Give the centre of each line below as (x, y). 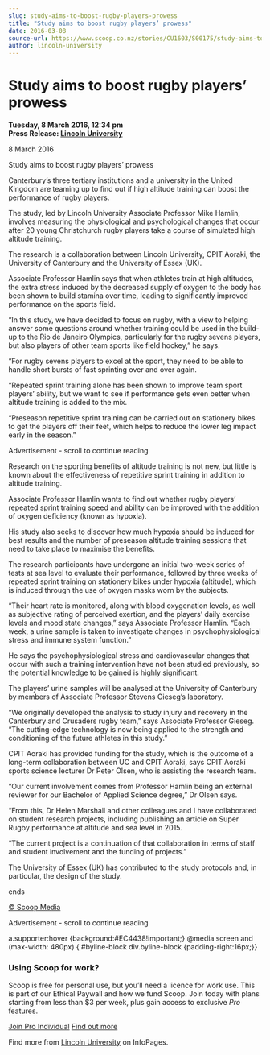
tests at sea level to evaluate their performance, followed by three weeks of (133, 573)
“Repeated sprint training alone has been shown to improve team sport (125, 385)
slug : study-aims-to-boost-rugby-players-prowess (93, 16)
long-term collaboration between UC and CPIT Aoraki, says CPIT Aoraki (127, 763)
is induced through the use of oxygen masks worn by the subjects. (119, 590)
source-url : (28, 38)
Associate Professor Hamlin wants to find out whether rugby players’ (122, 499)
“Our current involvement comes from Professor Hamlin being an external (130, 787)
